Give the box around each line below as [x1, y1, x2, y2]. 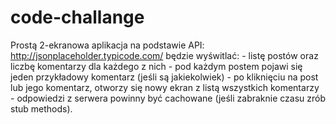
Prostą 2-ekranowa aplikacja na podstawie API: [10, 39, 205, 51]
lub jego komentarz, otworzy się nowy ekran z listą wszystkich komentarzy [10, 81, 320, 93]
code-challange [10, 6, 145, 29]
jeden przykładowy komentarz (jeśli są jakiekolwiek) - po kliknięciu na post [10, 71, 319, 83]
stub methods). [10, 102, 73, 115]
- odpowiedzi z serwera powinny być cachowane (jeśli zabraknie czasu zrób [10, 92, 327, 104]
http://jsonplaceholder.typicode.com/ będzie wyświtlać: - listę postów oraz [10, 49, 319, 61]
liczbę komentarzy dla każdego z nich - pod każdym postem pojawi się [10, 60, 303, 72]
